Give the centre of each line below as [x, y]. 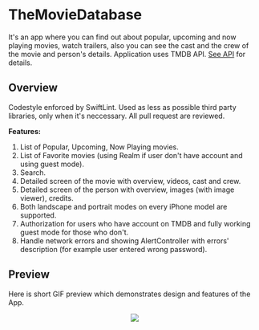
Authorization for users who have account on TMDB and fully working [135, 223]
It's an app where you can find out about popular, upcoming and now [122, 37]
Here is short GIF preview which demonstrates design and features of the [129, 294]
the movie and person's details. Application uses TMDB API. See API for [127, 54]
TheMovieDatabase [75, 15]
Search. [33, 172]
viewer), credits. [47, 198]
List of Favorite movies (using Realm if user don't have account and [131, 155]
